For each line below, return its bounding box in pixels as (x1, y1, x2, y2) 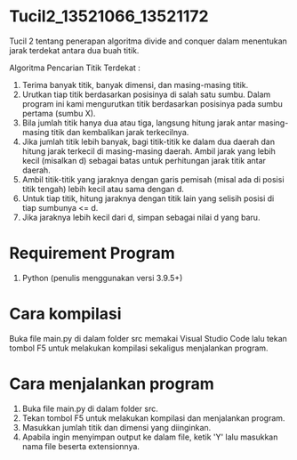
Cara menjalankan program (9, 374, 215, 393)
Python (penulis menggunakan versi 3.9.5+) (21, 272, 183, 283)
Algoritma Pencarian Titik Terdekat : (9, 62, 140, 73)
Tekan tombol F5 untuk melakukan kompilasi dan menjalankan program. (21, 412, 285, 424)
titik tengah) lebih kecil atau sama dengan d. (21, 183, 185, 194)
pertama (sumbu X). (21, 108, 96, 118)
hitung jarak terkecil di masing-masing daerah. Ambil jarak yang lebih (21, 145, 276, 157)
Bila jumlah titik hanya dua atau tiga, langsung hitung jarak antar (21, 117, 256, 128)
